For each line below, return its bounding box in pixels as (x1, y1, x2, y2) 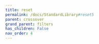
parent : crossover (5, 17, 44, 22)
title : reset (5, 7, 33, 13)
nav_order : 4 (5, 31, 33, 36)
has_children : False (5, 26, 49, 31)
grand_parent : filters (5, 21, 53, 27)
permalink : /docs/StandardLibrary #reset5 (5, 12, 94, 17)
